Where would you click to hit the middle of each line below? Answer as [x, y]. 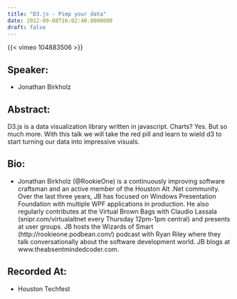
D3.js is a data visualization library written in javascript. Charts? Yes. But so [117, 126]
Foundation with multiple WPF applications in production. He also [113, 204]
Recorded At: [37, 272]
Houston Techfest [44, 288]
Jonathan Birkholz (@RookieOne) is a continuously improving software [121, 181]
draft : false [27, 27]
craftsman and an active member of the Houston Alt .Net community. [118, 189]
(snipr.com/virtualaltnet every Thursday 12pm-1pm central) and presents [124, 219]
